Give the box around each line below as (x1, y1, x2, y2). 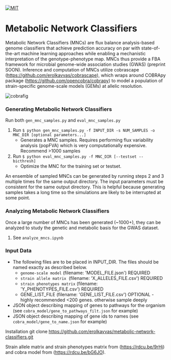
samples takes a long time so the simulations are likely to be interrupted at (5, 189, 161, 196)
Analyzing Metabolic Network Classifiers (5, 207, 110, 214)
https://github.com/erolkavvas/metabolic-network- (48, 328, 156, 334)
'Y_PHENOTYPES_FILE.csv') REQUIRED (20, 286, 104, 292)
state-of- (141, 45, 160, 51)
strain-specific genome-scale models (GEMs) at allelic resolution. (5, 83, 143, 89)
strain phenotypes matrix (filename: (20, 280, 98, 286)
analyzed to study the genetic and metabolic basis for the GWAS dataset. (5, 225, 159, 231)
